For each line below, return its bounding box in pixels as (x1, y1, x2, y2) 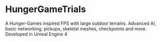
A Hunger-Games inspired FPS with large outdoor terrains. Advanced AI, (5, 20, 156, 26)
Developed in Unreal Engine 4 (5, 31, 67, 37)
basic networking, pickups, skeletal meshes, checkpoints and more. (5, 25, 147, 31)
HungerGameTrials (5, 4, 86, 15)
